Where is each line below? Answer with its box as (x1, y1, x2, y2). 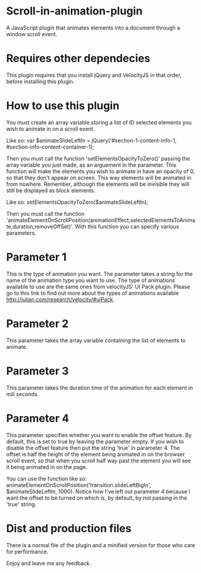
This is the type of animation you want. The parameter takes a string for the (6, 270, 193, 277)
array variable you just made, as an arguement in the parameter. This (6, 161, 177, 168)
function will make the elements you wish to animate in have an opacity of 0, (6, 167, 195, 175)
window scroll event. (6, 30, 58, 37)
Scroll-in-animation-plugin (6, 4, 143, 18)
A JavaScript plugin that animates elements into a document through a (6, 24, 181, 31)
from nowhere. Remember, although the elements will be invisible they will (6, 180, 190, 188)
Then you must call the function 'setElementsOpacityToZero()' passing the (6, 155, 190, 162)
